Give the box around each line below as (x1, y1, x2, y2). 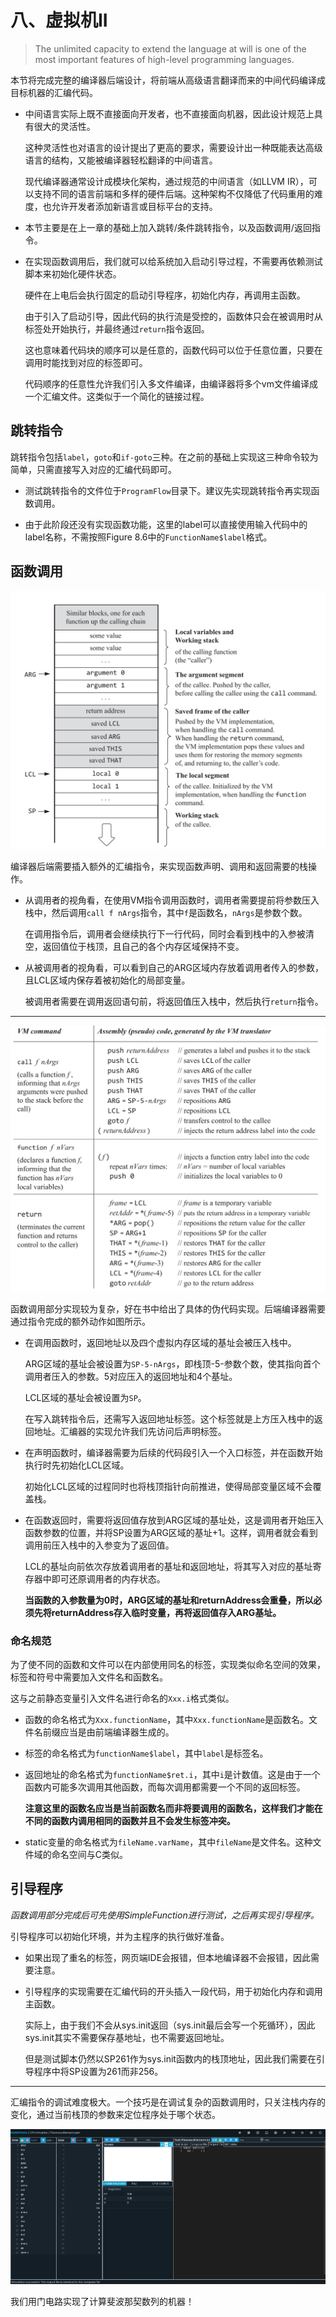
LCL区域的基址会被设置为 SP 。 (24, 1391, 147, 1403)
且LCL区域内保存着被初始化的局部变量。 (24, 974, 191, 986)
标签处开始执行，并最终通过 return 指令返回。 (24, 322, 210, 335)
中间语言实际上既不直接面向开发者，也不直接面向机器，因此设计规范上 (24, 107, 315, 120)
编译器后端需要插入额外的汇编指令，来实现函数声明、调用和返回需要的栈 (10, 861, 308, 872)
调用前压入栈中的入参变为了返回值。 (24, 1539, 175, 1551)
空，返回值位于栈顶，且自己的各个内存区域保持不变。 (24, 941, 245, 952)
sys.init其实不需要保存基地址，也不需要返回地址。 (24, 2031, 230, 2043)
